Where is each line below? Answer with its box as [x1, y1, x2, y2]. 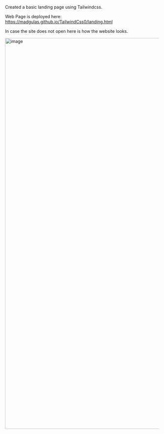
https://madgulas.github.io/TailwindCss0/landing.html [5, 19, 113, 24]
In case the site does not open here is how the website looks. [5, 28, 128, 34]
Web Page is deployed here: [5, 14, 62, 19]
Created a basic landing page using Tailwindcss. [5, 4, 102, 10]
